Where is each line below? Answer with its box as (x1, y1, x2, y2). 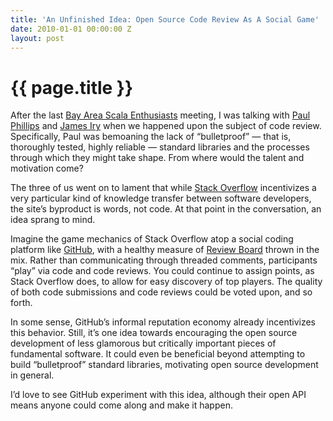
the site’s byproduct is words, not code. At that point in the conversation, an (10, 203, 322, 215)
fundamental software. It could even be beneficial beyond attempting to (10, 348, 306, 360)
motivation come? (10, 162, 84, 175)
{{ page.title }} (10, 76, 134, 99)
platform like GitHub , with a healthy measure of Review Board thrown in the (10, 244, 320, 256)
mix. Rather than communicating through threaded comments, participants (10, 254, 318, 266)
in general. (10, 369, 55, 381)
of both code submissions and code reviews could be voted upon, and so (10, 286, 313, 298)
